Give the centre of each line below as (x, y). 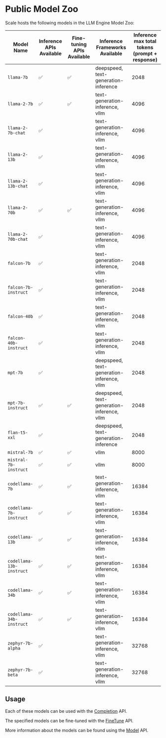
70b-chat (18, 239)
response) (145, 59)
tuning (79, 44)
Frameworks (111, 47)
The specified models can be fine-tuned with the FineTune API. (69, 721)
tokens (145, 47)
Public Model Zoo (42, 9)
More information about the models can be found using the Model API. (77, 730)
